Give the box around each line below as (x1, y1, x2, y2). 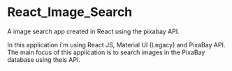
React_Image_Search (7, 4, 133, 20)
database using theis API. (7, 55, 80, 63)
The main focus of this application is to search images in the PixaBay (7, 48, 205, 56)
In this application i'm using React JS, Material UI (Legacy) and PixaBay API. (7, 40, 226, 49)
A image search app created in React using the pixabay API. (7, 27, 180, 35)
